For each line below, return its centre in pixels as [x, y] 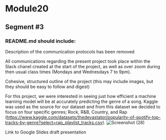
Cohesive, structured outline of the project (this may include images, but [79, 81]
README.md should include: [41, 41]
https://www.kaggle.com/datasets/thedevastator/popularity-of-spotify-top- [84, 117]
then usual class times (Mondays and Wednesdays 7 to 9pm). [68, 72]
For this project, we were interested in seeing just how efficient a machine [81, 96]
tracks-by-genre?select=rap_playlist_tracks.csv [54, 122]
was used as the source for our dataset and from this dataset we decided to [83, 106]
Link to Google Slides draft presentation [46, 132]
